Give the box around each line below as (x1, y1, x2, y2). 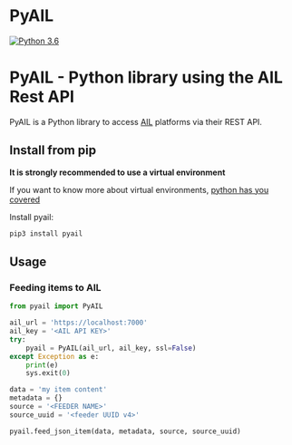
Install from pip (9, 142, 97, 159)
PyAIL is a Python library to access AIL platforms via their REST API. (9, 116, 263, 127)
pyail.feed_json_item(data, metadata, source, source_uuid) (9, 427, 242, 436)
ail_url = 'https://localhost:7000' (9, 318, 148, 327)
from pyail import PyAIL (9, 302, 103, 311)
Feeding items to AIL (9, 281, 102, 294)
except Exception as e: (9, 352, 100, 361)
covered (9, 194, 41, 205)
